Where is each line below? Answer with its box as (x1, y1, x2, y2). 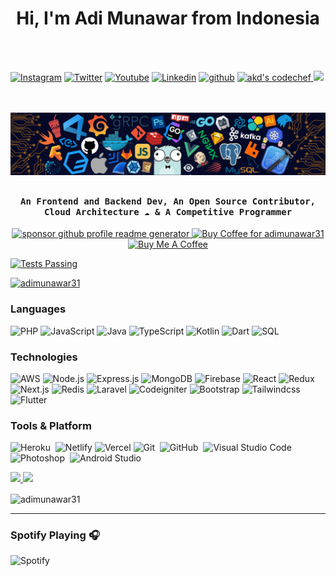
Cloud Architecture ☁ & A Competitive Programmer (43, 206, 293, 217)
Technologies (10, 350, 78, 364)
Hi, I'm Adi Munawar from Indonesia (16, 7, 320, 30)
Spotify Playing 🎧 (10, 528, 100, 542)
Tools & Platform (10, 418, 92, 432)
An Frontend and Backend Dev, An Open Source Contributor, (19, 195, 316, 207)
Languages (10, 302, 67, 316)
